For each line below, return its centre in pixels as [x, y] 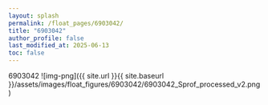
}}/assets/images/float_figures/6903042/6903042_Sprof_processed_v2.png [134, 84]
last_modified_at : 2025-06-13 [59, 46]
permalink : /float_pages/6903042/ [66, 23]
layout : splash [34, 16]
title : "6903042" [37, 30]
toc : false [26, 53]
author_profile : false [46, 38]
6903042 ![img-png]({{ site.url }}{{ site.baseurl [86, 76]
